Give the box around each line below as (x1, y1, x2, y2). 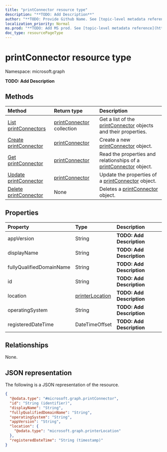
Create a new (99, 136, 131, 143)
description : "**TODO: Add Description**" (5, 12, 94, 17)
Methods (5, 93, 34, 101)
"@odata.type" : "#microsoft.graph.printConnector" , (9, 396, 119, 401)
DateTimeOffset (75, 321, 112, 328)
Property (7, 223, 29, 230)
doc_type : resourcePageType (5, 30, 64, 35)
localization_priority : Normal (5, 21, 70, 26)
